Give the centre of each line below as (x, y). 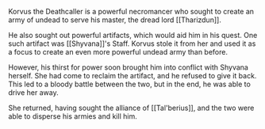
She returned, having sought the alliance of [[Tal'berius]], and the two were (131, 108)
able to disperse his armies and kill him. (73, 116)
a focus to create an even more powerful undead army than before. (118, 52)
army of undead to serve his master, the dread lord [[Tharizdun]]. (115, 20)
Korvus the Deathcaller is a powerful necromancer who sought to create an (131, 11)
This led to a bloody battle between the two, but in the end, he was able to (130, 84)
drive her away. (33, 93)
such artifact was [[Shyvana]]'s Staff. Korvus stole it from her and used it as (132, 44)
